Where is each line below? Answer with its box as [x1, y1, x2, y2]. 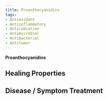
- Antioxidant [5, 17, 35, 22]
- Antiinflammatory [5, 21, 46, 27]
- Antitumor [5, 41, 30, 46]
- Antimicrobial [5, 31, 39, 36]
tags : [5, 12, 17, 17]
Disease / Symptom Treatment [5, 86, 103, 95]
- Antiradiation [5, 26, 39, 31]
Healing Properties [5, 69, 66, 78]
